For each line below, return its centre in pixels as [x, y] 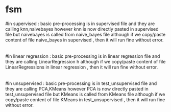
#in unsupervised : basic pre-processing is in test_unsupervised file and [81, 83]
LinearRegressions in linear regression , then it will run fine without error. [82, 67]
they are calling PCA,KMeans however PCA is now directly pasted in [77, 88]
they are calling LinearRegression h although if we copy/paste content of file [86, 61]
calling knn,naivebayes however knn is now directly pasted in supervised [82, 29]
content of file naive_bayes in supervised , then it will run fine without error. [84, 40]
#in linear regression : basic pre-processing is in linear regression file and [83, 56]
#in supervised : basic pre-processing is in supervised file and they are [80, 24]
